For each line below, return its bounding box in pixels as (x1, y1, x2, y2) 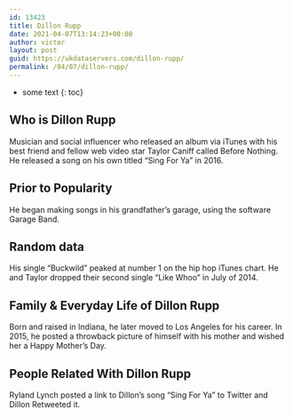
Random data (9, 239, 84, 254)
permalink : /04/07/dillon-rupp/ (9, 63, 129, 72)
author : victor (9, 37, 66, 47)
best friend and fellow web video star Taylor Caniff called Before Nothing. (9, 146, 279, 156)
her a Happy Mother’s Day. (9, 341, 107, 351)
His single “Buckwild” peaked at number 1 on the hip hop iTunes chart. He (9, 263, 280, 273)
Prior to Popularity (9, 181, 113, 196)
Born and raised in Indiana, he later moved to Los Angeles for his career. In (9, 321, 282, 333)
